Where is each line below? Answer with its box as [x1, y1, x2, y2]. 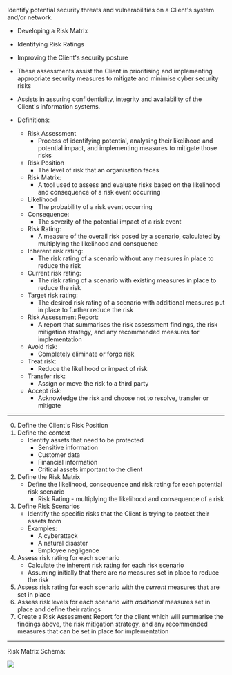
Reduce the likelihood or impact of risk [37, 365, 148, 372]
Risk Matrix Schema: [7, 647, 66, 655]
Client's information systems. [17, 102, 101, 110]
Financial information [37, 458, 98, 466]
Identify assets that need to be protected [27, 436, 144, 444]
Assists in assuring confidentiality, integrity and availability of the [17, 95, 202, 103]
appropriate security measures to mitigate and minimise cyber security [17, 74, 219, 82]
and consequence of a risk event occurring [37, 188, 161, 196]
